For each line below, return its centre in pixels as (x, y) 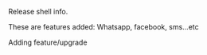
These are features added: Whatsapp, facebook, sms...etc (103, 27)
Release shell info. (38, 12)
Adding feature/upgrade (48, 42)
